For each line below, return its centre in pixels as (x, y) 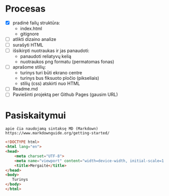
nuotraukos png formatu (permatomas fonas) (67, 62)
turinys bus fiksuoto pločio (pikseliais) (60, 78)
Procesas (25, 9)
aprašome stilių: (29, 67)
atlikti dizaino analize (34, 39)
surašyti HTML (28, 45)
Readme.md (25, 89)
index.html (31, 29)
